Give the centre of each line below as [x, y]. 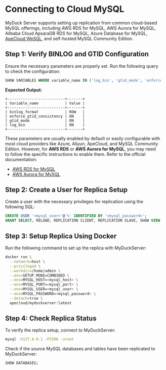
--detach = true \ [26, 298]
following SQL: [20, 207]
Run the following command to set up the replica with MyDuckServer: [76, 248]
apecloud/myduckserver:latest [41, 303]
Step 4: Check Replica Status [51, 318]
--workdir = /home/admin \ [35, 271]
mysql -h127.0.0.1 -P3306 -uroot [40, 339]
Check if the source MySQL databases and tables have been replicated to [80, 349]
